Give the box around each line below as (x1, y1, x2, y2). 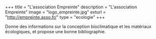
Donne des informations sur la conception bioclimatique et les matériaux (5, 24, 152, 29)
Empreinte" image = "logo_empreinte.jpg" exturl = (5, 9, 106, 15)
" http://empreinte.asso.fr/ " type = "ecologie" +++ (5, 14, 105, 20)
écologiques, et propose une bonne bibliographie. (5, 29, 106, 34)
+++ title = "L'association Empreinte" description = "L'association (5, 4, 137, 10)
